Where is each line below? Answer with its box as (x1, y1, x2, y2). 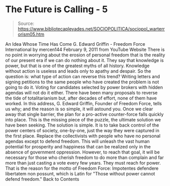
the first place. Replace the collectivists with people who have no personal (5, 133, 161, 139)
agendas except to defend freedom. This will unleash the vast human (5, 138, 150, 144)
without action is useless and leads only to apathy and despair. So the (5, 68, 151, 74)
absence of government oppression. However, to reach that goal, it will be (5, 149, 160, 155)
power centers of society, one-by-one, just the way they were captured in (5, 127, 160, 133)
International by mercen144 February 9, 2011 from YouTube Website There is (5, 46, 165, 52)
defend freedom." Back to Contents (5, 176, 80, 182)
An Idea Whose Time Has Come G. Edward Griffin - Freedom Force (5, 41, 146, 47)
